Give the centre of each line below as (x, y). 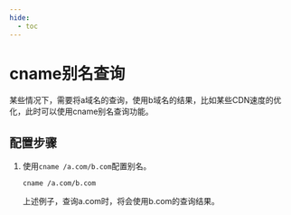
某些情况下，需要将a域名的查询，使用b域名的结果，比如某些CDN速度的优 (145, 100)
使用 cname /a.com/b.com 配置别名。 (87, 166)
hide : (19, 18)
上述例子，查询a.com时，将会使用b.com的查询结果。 (121, 201)
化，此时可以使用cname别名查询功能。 (81, 112)
